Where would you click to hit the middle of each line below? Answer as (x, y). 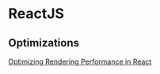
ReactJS (36, 14)
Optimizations (44, 43)
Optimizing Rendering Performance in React (80, 61)
